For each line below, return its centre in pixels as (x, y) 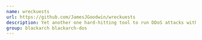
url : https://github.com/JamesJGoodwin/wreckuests (71, 17)
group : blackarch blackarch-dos (47, 28)
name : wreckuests (28, 11)
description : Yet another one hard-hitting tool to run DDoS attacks (95, 22)
